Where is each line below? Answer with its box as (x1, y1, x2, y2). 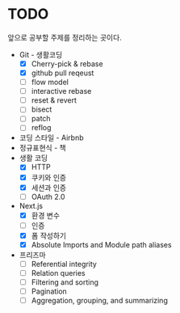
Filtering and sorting (31, 277, 98, 287)
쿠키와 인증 (31, 172, 66, 182)
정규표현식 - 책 (19, 143, 66, 153)
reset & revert (31, 95, 77, 105)
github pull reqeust (31, 68, 94, 78)
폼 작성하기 (31, 231, 66, 240)
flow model (31, 78, 69, 87)
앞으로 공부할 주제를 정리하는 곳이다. (7, 32, 122, 42)
